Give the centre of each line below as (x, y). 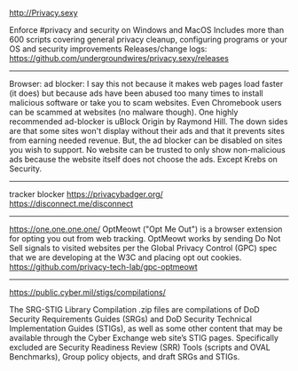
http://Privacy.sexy (43, 13)
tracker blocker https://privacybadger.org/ (86, 194)
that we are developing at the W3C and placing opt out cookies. (125, 257)
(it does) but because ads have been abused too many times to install (136, 93)
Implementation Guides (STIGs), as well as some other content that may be (146, 328)
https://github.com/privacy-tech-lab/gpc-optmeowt (103, 267)
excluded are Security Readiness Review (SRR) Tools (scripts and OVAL (140, 347)
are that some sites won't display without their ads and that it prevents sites (147, 131)
